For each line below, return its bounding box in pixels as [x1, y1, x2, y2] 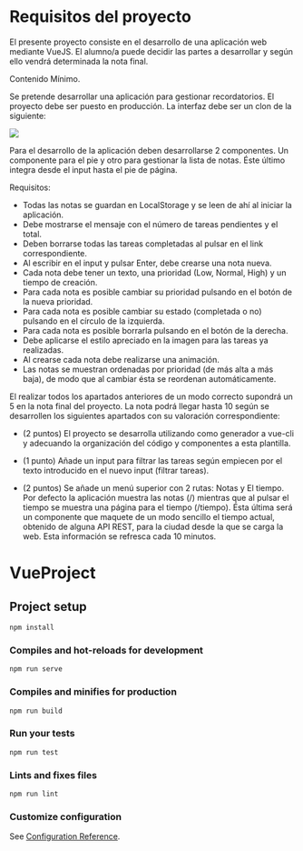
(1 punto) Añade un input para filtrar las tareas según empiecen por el [22, 455, 283, 466]
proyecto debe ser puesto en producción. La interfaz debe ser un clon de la [9, 100, 292, 111]
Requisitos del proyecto [9, 6, 192, 27]
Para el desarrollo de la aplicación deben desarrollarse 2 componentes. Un [9, 145, 288, 155]
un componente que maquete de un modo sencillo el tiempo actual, [22, 511, 275, 522]
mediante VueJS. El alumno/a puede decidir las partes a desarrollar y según [9, 45, 293, 56]
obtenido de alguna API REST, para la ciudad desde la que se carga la [22, 521, 284, 532]
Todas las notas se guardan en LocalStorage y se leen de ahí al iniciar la [22, 199, 292, 210]
